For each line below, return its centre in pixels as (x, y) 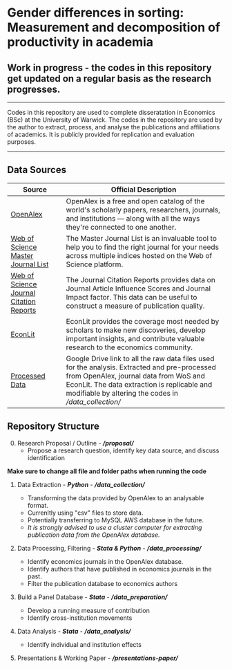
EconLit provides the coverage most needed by (143, 321)
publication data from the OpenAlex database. (94, 535)
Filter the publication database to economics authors (103, 583)
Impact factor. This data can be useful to (132, 297)
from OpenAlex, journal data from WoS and (135, 376)
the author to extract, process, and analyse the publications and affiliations (114, 127)
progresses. (34, 89)
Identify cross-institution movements (80, 618)
